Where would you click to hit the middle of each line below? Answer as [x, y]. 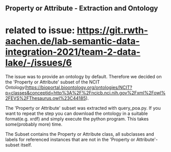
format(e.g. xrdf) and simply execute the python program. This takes [77, 119]
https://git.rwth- [113, 30]
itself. [26, 145]
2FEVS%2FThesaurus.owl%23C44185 [46, 98]
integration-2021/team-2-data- [73, 52]
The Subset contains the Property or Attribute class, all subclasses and [80, 134]
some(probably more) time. [34, 125]
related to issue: [40, 30]
